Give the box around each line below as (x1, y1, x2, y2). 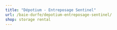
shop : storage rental (5, 17, 51, 22)
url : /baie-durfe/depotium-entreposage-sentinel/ (5, 12, 112, 17)
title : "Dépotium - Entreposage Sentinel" (5, 7, 96, 13)
